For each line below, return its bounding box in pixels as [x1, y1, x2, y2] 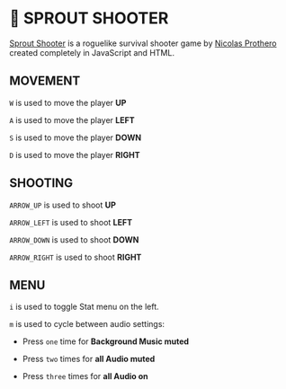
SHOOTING [9, 175, 74, 191]
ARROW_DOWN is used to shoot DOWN [9, 234, 139, 245]
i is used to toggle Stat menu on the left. [9, 301, 159, 313]
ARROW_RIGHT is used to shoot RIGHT [9, 252, 142, 262]
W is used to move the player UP [9, 97, 127, 108]
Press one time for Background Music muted [22, 336, 190, 347]
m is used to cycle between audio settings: [9, 319, 165, 330]
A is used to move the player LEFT [9, 114, 135, 125]
